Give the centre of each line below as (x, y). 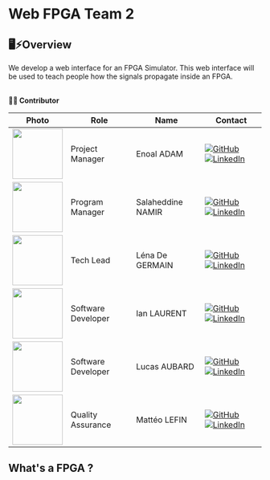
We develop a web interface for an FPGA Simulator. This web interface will (131, 68)
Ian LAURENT (162, 313)
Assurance (91, 425)
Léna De (152, 255)
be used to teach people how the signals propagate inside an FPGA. (121, 76)
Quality (84, 415)
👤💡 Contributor (34, 100)
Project (84, 149)
